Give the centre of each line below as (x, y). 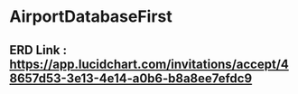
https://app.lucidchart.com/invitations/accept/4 (149, 64)
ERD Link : (38, 50)
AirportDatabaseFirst (91, 17)
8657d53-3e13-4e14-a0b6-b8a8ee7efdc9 (131, 78)
